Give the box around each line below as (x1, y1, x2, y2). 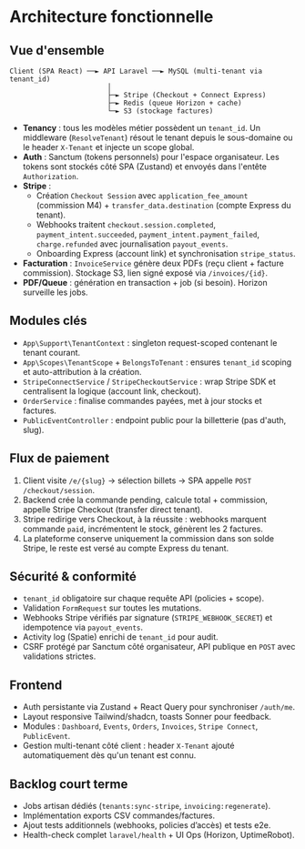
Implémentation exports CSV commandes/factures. (22, 810, 216, 821)
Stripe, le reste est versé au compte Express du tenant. (22, 542, 229, 553)
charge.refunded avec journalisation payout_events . (36, 238, 229, 249)
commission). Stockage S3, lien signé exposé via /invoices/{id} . (22, 268, 269, 278)
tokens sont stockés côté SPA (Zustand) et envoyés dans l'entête (22, 161, 267, 172)
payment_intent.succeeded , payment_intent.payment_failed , (36, 229, 260, 239)
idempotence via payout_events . (22, 622, 144, 633)
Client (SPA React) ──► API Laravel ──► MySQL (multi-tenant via (9, 66, 262, 76)
